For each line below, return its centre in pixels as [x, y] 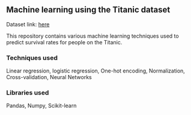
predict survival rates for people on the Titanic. [64, 42]
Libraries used [28, 93]
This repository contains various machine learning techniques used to [92, 36]
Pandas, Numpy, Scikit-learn [41, 106]
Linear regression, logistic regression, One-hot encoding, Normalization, [95, 71]
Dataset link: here [28, 24]
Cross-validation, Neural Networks [49, 77]
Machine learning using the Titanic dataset [88, 10]
